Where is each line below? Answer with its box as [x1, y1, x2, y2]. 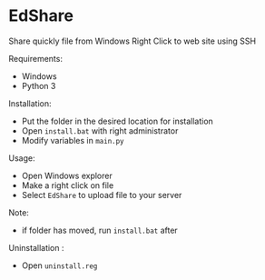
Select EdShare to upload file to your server [21, 189, 182, 200]
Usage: [8, 152, 35, 164]
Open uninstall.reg [21, 260, 98, 271]
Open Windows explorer [21, 170, 113, 181]
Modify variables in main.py [21, 135, 124, 145]
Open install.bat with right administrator [21, 125, 179, 136]
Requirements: [8, 53, 63, 64]
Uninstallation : [8, 242, 64, 253]
